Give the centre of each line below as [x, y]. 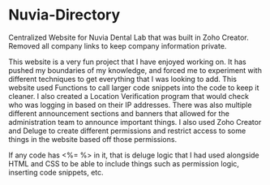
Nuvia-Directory [64, 15]
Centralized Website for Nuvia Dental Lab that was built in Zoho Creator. [129, 37]
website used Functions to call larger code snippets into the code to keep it [134, 88]
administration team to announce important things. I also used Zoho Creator [135, 122]
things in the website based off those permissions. [92, 139]
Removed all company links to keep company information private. [118, 45]
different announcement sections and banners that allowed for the [119, 113]
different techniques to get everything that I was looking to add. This [123, 79]
